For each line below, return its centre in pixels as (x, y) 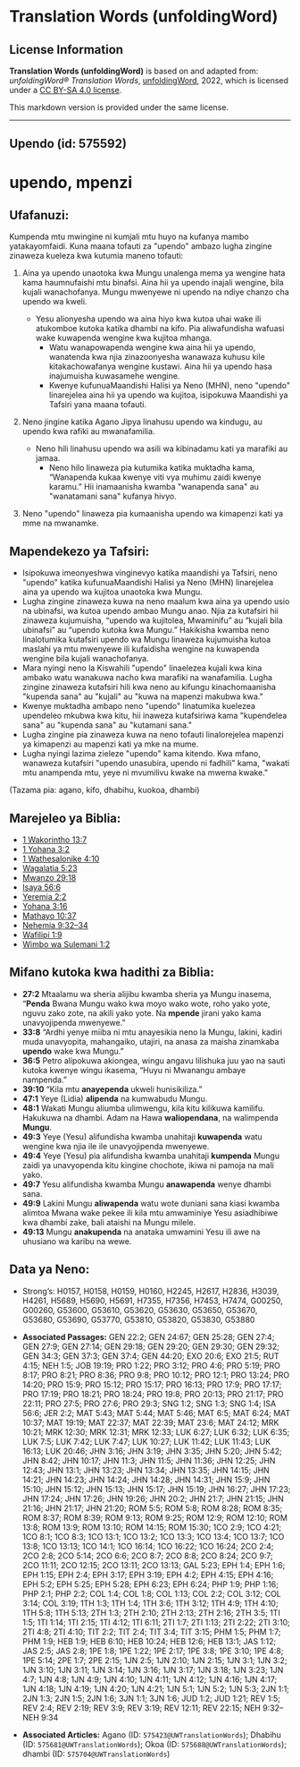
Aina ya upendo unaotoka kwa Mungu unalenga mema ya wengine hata (154, 273)
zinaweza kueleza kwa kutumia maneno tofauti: (96, 256)
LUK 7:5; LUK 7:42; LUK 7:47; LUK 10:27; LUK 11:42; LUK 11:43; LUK (146, 1441)
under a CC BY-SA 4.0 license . (66, 90)
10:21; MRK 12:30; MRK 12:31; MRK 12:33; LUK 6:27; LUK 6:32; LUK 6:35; (156, 1432)
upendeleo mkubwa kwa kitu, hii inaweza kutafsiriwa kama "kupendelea (154, 716)
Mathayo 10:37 (49, 916)
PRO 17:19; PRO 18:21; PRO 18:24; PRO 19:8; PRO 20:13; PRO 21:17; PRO (153, 1394)
